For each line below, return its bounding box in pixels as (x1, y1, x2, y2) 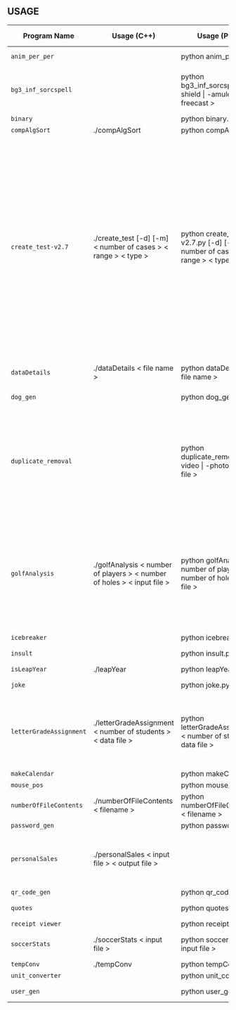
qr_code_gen (11, 888, 51, 896)
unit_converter (11, 971, 62, 979)
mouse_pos (11, 781, 44, 789)
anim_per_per (11, 52, 55, 60)
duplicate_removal (11, 457, 72, 465)
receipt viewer (11, 919, 62, 928)
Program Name (22, 31, 75, 41)
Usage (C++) (112, 31, 156, 41)
